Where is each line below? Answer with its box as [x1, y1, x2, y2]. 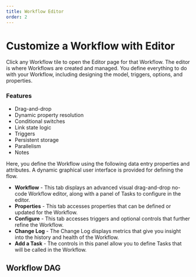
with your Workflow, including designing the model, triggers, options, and [6, 71, 183, 78]
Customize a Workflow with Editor [6, 39, 176, 53]
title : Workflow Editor [6, 8, 64, 15]
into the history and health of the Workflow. [14, 234, 119, 241]
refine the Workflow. [14, 221, 64, 228]
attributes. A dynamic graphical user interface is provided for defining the [6, 166, 183, 173]
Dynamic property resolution [14, 111, 84, 118]
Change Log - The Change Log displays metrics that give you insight [14, 227, 181, 234]
